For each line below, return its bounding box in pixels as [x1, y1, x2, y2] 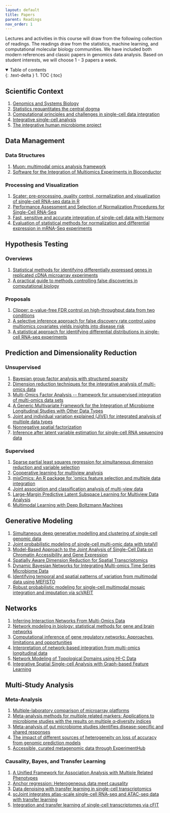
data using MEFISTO [12, 579, 56, 585]
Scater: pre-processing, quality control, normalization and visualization [12, 193, 160, 199]
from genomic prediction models [12, 740, 81, 746]
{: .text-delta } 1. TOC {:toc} [5, 72, 62, 79]
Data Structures [5, 152, 46, 159]
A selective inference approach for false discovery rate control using [12, 318, 156, 324]
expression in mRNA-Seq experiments [12, 225, 93, 231]
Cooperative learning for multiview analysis [12, 470, 103, 476]
